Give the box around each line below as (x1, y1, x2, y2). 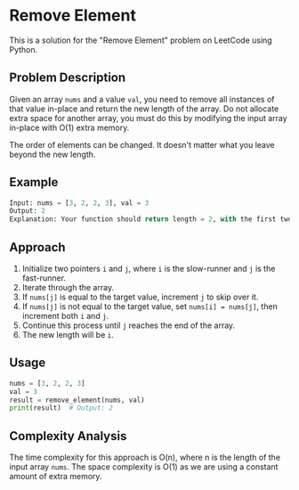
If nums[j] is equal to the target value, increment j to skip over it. (21, 291, 259, 302)
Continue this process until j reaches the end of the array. (21, 320, 236, 331)
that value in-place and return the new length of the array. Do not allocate (9, 103, 279, 114)
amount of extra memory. (9, 471, 102, 482)
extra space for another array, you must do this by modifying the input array (9, 112, 287, 123)
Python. (9, 44, 38, 54)
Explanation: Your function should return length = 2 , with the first (9, 215, 277, 224)
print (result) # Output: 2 (9, 404, 114, 412)
